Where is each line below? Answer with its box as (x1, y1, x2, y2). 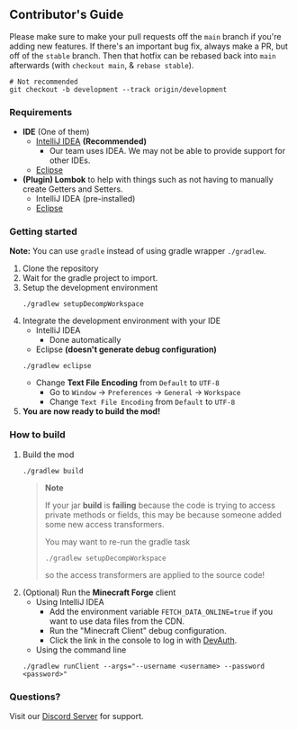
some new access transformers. (44, 518, 165, 529)
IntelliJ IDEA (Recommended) (35, 136, 147, 147)
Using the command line (35, 644, 127, 655)
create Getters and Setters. (22, 184, 123, 194)
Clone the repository (22, 263, 99, 274)
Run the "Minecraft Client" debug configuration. (49, 625, 227, 635)
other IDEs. (49, 155, 91, 166)
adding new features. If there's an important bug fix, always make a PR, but (9, 41, 288, 51)
